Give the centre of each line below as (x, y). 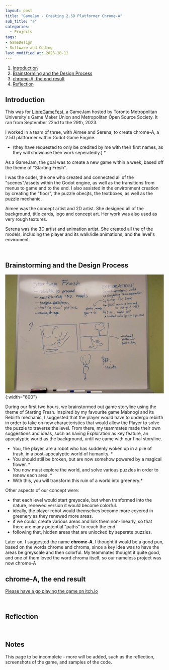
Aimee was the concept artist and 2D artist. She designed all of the (75, 209)
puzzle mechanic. (24, 199)
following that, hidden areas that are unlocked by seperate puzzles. (82, 532)
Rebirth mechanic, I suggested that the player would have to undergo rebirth (84, 418)
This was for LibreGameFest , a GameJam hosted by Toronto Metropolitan (81, 112)
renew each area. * (32, 475)
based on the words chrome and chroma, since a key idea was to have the (82, 547)
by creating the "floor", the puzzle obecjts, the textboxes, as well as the (79, 194)
